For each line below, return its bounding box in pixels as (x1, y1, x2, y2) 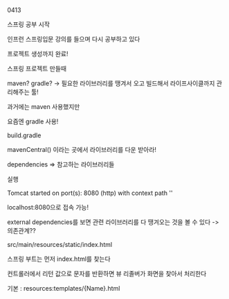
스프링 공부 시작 (7, 20, 51, 28)
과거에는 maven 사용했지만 (7, 103, 80, 110)
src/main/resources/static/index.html (7, 241, 113, 248)
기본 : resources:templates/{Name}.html (7, 284, 120, 292)
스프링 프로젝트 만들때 (7, 65, 67, 72)
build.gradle (7, 131, 42, 139)
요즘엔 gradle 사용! (7, 117, 59, 126)
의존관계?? (7, 227, 36, 234)
